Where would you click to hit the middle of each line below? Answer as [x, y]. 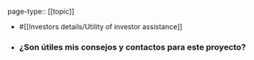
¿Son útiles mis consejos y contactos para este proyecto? [133, 47]
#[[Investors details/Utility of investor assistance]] [101, 26]
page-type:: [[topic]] [41, 11]
